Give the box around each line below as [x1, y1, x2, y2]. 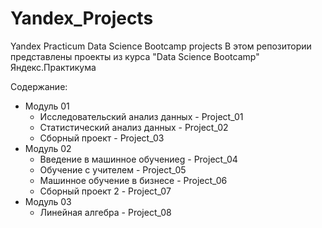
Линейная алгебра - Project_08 [39, 206, 172, 218]
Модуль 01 [24, 100, 70, 112]
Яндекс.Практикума [10, 61, 97, 73]
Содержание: [10, 80, 68, 92]
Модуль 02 [24, 142, 72, 154]
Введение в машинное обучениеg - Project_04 [39, 153, 238, 165]
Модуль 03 [24, 195, 72, 207]
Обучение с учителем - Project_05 [39, 163, 187, 176]
